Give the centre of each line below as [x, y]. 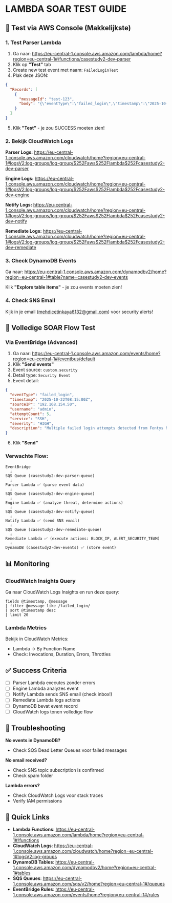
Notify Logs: [19, 205]
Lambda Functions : [34, 829]
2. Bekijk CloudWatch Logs [39, 141]
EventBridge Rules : [34, 889]
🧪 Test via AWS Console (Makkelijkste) [68, 28]
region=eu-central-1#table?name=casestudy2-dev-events [67, 277]
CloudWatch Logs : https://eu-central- [53, 846]
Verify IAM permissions [37, 801]
